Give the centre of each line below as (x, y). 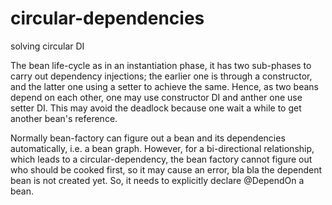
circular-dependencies (107, 18)
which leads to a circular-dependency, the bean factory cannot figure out (161, 159)
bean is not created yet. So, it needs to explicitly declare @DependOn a (157, 180)
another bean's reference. (64, 118)
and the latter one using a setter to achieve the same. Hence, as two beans (164, 86)
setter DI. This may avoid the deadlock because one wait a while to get (156, 108)
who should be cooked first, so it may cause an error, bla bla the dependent (166, 169)
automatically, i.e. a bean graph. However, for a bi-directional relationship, (162, 148)
